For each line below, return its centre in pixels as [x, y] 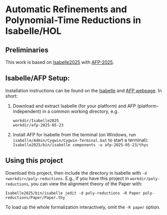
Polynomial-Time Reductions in [73, 20]
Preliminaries [27, 50]
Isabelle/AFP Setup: [38, 78]
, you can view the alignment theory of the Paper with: [85, 184]
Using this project [34, 161]
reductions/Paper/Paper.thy [35, 198]
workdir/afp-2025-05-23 [38, 125]
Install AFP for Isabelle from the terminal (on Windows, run [74, 134]
